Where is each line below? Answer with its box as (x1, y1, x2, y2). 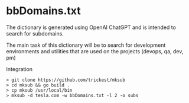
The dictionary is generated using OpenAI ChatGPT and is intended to (6, 24, 176, 31)
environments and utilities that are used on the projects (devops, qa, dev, (6, 47, 184, 54)
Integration (6, 65, 32, 72)
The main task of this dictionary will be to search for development (6, 41, 166, 49)
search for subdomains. (6, 30, 64, 37)
